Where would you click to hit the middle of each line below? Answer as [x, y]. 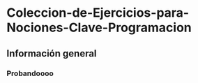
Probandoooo [30, 73]
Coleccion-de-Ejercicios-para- [98, 13]
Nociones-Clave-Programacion [99, 28]
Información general [52, 53]
